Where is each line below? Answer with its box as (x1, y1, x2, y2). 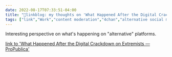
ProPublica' (5, 46, 30, 52)
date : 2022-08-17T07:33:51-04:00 (5, 7, 77, 13)
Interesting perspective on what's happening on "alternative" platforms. (5, 31, 157, 37)
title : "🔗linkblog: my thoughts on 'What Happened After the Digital (5, 12, 157, 17)
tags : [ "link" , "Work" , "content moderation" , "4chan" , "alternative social (5, 17, 164, 22)
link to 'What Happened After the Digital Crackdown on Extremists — (5, 41, 150, 47)
